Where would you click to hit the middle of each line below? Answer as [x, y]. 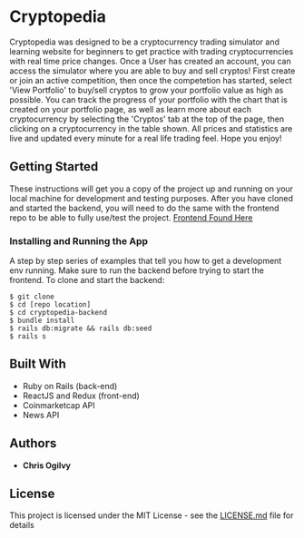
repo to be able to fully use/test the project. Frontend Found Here [131, 217]
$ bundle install [42, 321]
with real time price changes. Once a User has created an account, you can [151, 61]
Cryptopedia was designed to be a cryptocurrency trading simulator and [144, 42]
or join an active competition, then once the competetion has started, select [151, 80]
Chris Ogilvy [46, 465]
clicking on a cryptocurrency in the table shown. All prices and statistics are [151, 128]
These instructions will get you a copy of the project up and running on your [151, 189]
